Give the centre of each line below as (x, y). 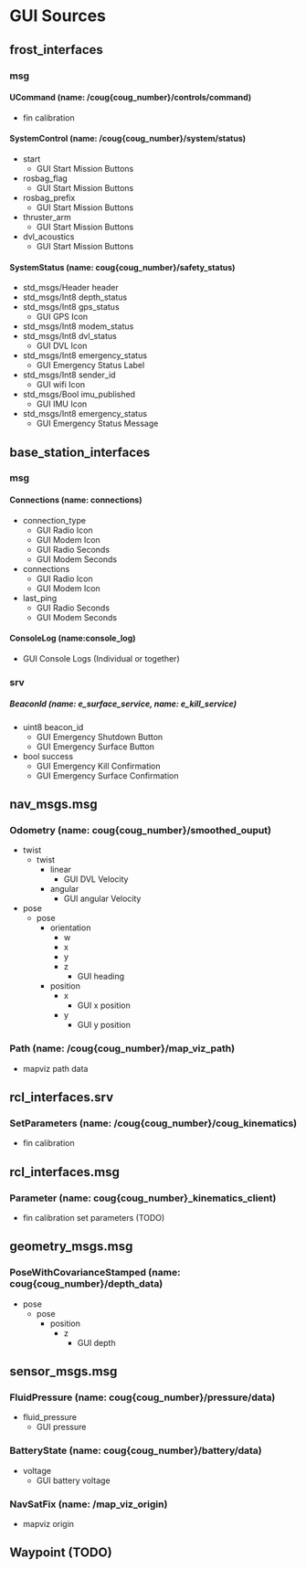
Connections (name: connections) (76, 500)
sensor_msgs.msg (63, 1372)
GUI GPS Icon (62, 317)
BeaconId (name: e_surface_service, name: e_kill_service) (123, 704)
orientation (70, 928)
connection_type (54, 520)
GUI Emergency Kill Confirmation (99, 766)
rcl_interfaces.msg (65, 1172)
